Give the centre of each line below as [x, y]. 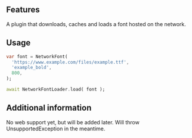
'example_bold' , [32, 68]
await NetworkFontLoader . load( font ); [56, 89]
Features [23, 10]
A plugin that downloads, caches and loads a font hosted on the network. [96, 24]
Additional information [49, 108]
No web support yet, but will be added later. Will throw [73, 122]
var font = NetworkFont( [37, 57]
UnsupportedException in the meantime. [56, 128]
